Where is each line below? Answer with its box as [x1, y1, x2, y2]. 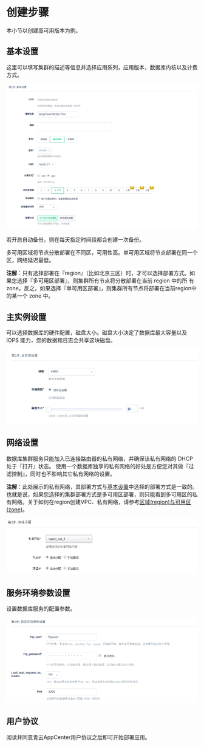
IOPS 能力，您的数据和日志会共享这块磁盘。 [6, 336, 117, 344]
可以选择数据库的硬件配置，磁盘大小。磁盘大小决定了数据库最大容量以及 [6, 329, 187, 336]
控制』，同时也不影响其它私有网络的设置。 [11, 470, 115, 477]
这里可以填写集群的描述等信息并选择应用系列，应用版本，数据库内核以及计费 [6, 63, 198, 70]
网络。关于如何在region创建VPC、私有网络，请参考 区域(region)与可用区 [11, 498, 191, 505]
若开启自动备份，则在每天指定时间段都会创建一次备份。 [6, 236, 144, 244]
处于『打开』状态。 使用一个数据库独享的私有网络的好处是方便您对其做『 [6, 462, 189, 469]
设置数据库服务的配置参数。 [6, 605, 76, 612]
